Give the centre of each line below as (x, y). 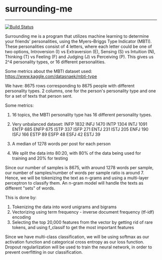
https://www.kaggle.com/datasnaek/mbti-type (51, 76)
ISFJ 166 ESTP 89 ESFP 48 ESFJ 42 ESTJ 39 (56, 134)
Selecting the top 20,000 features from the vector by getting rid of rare (82, 222)
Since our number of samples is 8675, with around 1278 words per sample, (79, 167)
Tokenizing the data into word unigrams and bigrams (64, 207)
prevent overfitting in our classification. (44, 252)
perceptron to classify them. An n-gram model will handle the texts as (74, 183)
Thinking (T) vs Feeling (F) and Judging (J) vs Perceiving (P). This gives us (79, 57)
